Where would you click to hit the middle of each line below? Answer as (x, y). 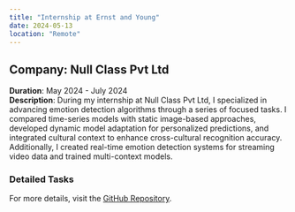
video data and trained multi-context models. (91, 156)
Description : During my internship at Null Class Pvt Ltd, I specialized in (138, 100)
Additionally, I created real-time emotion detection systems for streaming (142, 148)
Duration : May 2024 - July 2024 (68, 91)
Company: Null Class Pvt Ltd (89, 69)
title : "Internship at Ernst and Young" (85, 17)
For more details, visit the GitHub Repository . (91, 199)
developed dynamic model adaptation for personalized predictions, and (139, 128)
